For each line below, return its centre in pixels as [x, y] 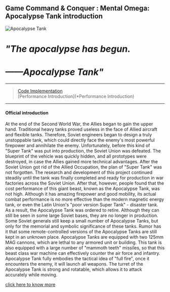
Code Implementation [40, 91]
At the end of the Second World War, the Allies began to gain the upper [79, 124]
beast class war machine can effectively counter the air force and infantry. [83, 253]
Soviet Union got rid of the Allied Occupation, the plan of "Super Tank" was [83, 167]
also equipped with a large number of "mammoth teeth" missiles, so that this [85, 248]
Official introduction [27, 113]
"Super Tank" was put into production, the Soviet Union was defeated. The [83, 151]
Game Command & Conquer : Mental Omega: [77, 8]
